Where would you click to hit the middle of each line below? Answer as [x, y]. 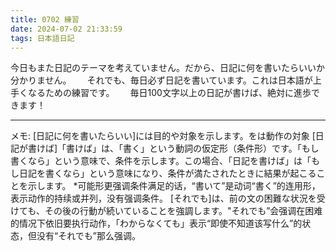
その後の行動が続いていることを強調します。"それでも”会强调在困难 [183, 211]
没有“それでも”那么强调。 [88, 236]
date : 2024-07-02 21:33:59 [66, 29]
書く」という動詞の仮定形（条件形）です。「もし [221, 148]
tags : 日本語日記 [42, 38]
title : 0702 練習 [45, 19]
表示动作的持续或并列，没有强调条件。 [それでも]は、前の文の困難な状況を [163, 198]
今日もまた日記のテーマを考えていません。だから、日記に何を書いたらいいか [167, 68]
